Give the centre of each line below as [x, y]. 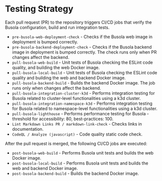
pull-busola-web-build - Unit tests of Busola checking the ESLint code [82, 62]
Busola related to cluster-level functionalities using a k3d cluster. [76, 98]
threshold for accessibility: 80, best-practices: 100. [63, 119]
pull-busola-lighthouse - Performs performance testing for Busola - [80, 113]
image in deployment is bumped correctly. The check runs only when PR [84, 52]
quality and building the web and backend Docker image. [69, 78]
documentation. [28, 129]
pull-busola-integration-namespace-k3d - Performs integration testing [82, 103]
